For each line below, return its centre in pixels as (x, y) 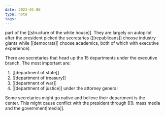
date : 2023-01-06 (23, 10)
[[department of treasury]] (39, 78)
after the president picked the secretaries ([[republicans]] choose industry (81, 38)
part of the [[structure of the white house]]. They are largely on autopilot (78, 33)
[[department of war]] (34, 83)
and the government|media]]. (35, 108)
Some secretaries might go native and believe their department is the (75, 98)
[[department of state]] (35, 73)
